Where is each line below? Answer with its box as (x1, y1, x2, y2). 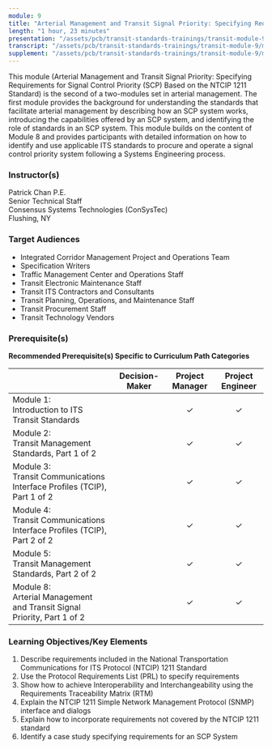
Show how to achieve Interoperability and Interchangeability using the (19, 680, 253, 690)
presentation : (8, 34, 57, 43)
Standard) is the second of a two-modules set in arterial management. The (8, 89, 257, 98)
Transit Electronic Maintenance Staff (19, 278, 142, 287)
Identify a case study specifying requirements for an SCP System (19, 732, 238, 742)
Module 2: (12, 427, 51, 438)
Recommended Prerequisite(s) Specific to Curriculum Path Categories (8, 351, 250, 360)
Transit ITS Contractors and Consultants (19, 287, 155, 296)
